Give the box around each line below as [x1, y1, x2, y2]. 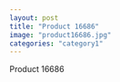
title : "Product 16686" [9, 22, 100, 31]
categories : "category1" [9, 38, 104, 48]
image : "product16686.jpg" [9, 30, 112, 39]
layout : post [9, 13, 59, 23]
